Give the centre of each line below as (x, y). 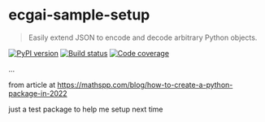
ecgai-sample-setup (79, 15)
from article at (32, 85)
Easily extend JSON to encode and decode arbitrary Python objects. (143, 37)
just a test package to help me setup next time (86, 109)
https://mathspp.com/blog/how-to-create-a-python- (145, 85)
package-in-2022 (38, 93)
